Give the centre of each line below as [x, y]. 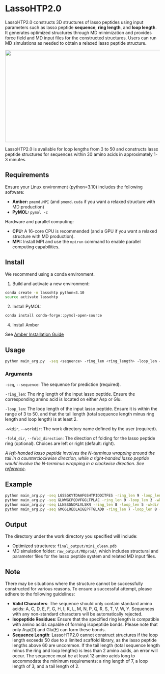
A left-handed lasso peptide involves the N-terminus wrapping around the [80, 453]
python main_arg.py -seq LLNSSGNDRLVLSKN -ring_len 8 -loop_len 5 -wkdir [82, 504]
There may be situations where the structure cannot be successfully [74, 584]
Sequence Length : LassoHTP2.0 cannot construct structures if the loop [85, 635]
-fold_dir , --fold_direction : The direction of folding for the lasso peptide [80, 439]
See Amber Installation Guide [35, 334]
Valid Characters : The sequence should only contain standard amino [82, 604]
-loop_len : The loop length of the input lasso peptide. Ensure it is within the [82, 409]
